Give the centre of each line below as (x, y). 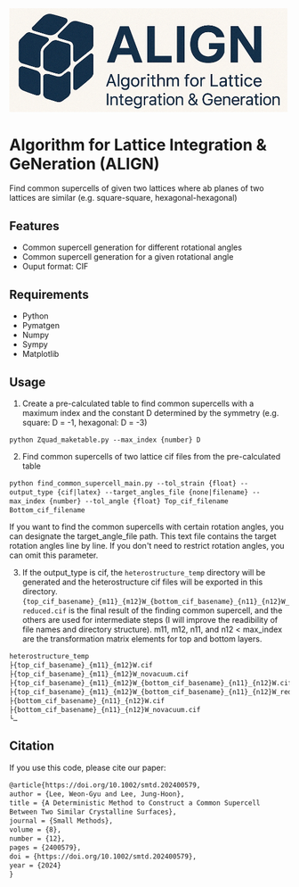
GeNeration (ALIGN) (85, 164)
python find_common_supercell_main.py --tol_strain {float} (123, 483)
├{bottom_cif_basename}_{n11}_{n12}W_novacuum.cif (105, 709)
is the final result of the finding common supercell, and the (175, 610)
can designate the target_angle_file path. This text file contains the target (143, 536)
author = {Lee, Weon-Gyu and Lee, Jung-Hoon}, (97, 794)
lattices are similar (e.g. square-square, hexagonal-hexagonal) (123, 198)
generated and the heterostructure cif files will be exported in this (142, 582)
